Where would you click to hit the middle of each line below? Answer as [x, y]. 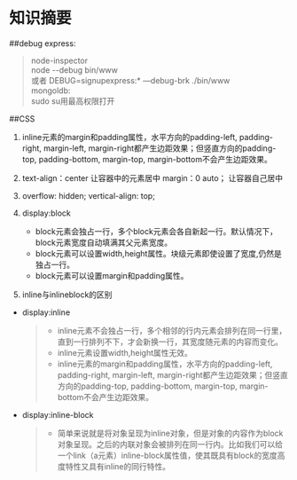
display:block [46, 213]
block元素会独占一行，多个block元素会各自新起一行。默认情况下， [156, 231]
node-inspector [59, 60]
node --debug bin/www [74, 70]
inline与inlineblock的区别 [67, 295]
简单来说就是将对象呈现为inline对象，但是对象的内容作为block [170, 433]
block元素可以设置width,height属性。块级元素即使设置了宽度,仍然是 [158, 253]
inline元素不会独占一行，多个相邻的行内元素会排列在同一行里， [172, 330]
